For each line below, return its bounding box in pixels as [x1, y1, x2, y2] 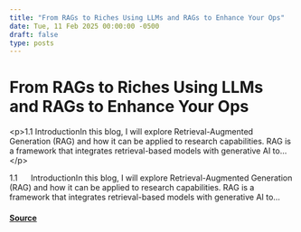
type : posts [9, 38, 54, 48]
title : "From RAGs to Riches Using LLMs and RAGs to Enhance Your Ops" [9, 13, 285, 23]
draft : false [9, 30, 59, 39]
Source [9, 212, 38, 223]
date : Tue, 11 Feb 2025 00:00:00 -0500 [9, 22, 160, 31]
